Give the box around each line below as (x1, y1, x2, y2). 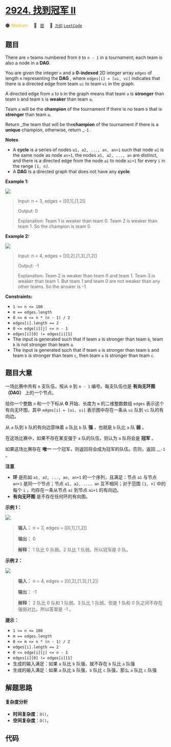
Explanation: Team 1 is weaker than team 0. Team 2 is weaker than (17, 217, 157, 224)
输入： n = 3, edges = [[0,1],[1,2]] (17, 524, 87, 531)
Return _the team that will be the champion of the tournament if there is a (5, 121, 159, 127)
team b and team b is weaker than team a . (5, 96, 93, 102)
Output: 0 (17, 208, 38, 214)
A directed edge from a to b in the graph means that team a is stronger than (5, 90, 164, 96)
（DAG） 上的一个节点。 (5, 389, 57, 395)
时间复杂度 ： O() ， (12, 711, 52, 717)
